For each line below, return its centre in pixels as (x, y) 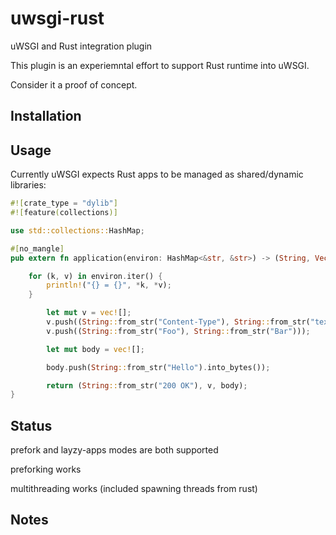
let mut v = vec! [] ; (89, 313)
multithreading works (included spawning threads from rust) (134, 489)
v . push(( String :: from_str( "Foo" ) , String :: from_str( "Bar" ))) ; (178, 331)
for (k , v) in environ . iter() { (95, 276)
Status (31, 425)
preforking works (46, 469)
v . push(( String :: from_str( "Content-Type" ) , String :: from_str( (178, 322)
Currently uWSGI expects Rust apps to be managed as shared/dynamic (157, 174)
